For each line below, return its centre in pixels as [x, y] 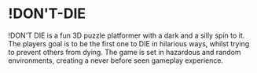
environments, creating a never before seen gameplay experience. [116, 60]
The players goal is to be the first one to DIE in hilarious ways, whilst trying [129, 43]
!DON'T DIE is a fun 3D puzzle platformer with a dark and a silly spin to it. [127, 35]
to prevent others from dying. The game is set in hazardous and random [125, 52]
